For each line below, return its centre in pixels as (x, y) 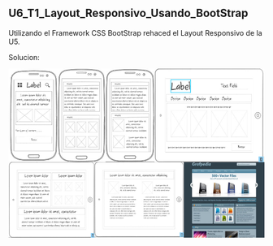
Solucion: (24, 57)
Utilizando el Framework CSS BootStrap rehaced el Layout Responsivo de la (135, 32)
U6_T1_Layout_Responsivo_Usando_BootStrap (128, 13)
